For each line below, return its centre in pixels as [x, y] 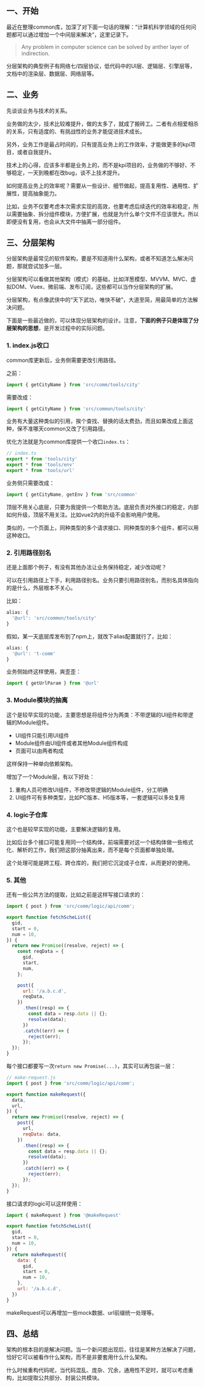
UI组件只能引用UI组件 [42, 735]
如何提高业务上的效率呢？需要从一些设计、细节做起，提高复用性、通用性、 [100, 185]
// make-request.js [31, 1078]
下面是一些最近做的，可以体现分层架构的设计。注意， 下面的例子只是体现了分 [103, 321]
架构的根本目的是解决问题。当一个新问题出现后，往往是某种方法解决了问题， [103, 1350]
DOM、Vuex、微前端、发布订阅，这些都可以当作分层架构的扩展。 [94, 287]
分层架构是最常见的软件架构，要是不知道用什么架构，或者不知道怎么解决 [97, 258]
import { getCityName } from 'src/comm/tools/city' [73, 384]
